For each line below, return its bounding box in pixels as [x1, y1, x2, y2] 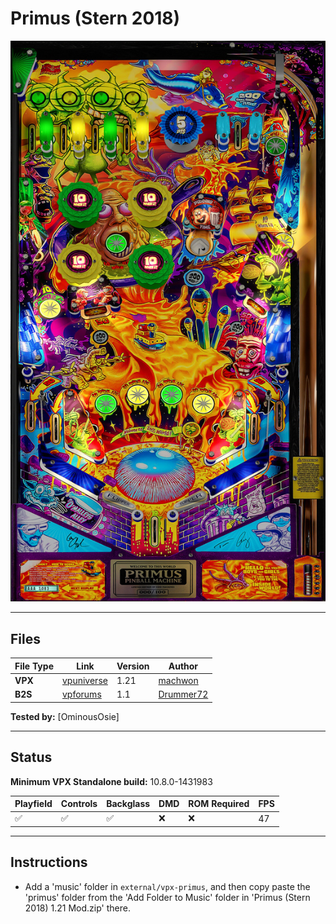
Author [168, 660, 199, 672]
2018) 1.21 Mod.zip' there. [24, 902, 131, 914]
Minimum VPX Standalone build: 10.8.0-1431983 [10, 775, 213, 787]
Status [10, 749, 53, 766]
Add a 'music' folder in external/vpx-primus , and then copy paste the [24, 880, 311, 892]
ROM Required [188, 798, 250, 810]
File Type [14, 660, 54, 672]
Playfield [14, 798, 53, 810]
